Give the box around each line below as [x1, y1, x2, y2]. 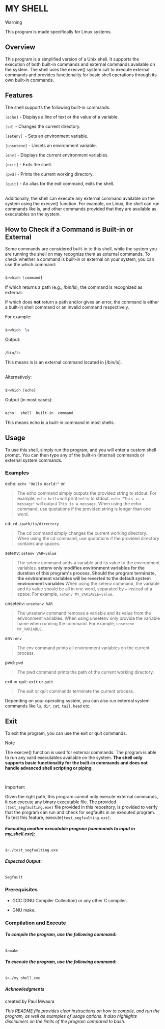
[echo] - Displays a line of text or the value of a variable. [5, 114, 119, 120]
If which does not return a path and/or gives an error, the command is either [5, 299, 159, 305]
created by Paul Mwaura [5, 999, 55, 1004]
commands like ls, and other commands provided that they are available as [5, 206, 157, 212]
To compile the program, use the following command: [5, 932, 117, 938]
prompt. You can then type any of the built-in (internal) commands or [5, 452, 145, 458]
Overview [5, 43, 36, 52]
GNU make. [12, 907, 36, 913]
